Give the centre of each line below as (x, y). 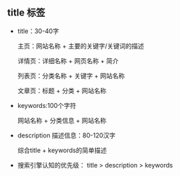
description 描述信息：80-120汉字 (66, 135)
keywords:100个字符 (47, 105)
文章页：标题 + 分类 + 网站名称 (62, 90)
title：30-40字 (38, 31)
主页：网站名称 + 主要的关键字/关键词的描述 (81, 46)
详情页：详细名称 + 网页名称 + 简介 (68, 60)
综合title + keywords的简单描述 (62, 150)
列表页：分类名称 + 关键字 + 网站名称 (71, 76)
